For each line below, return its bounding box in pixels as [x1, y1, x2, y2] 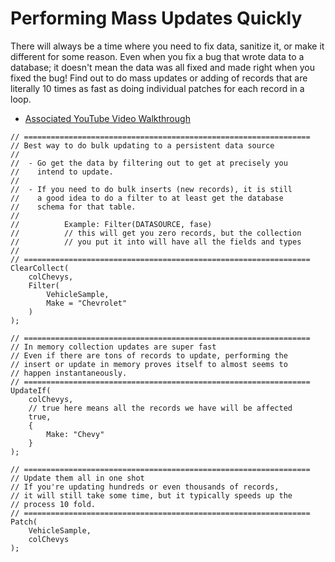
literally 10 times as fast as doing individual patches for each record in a [10, 82, 305, 94]
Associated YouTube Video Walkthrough [24, 112, 191, 124]
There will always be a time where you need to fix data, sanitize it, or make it [10, 40, 325, 52]
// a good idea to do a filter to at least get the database [10, 193, 284, 203]
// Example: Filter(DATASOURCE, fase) [10, 219, 213, 229]
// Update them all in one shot [10, 473, 145, 483]
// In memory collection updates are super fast [10, 342, 217, 352]
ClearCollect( [10, 263, 70, 273]
